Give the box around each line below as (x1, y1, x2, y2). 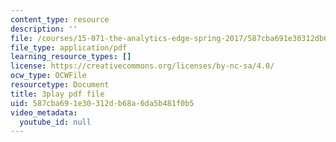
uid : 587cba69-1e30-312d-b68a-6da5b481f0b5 (10, 98, 195, 108)
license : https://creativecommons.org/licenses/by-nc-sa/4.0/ (10, 61, 275, 71)
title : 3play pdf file (10, 89, 105, 99)
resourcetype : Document (10, 80, 110, 90)
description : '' (10, 24, 78, 34)
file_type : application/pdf (10, 42, 128, 53)
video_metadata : (10, 107, 78, 118)
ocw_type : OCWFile (10, 71, 87, 81)
